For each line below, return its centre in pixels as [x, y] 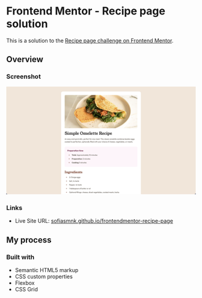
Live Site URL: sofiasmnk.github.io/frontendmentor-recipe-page [94, 221]
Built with [20, 257]
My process [29, 240]
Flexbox [25, 283]
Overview [25, 59]
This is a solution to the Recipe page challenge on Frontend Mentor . [90, 40]
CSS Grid [26, 290]
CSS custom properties [44, 277]
